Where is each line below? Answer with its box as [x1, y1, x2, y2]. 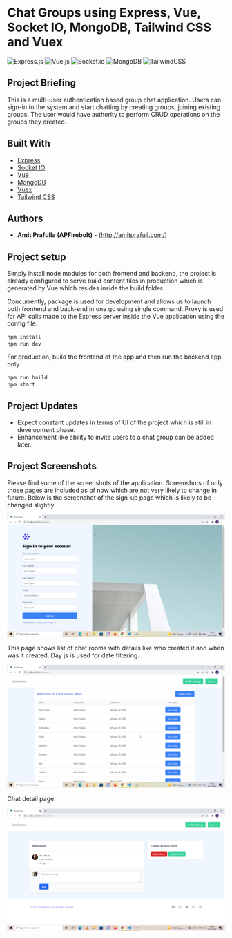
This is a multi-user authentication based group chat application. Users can [7, 95, 222, 104]
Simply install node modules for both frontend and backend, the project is [7, 270, 217, 278]
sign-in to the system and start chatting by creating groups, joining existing [7, 102, 221, 111]
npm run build [7, 375, 48, 382]
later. [17, 440, 32, 449]
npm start [7, 382, 36, 388]
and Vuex [7, 35, 64, 50]
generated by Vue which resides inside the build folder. [7, 284, 164, 292]
